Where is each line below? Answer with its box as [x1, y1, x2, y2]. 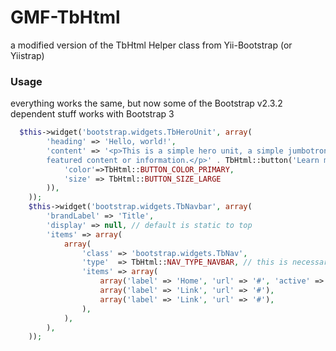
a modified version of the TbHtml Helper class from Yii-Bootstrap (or [10, 39, 293, 51]
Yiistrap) [10, 49, 45, 61]
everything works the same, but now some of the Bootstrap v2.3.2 [10, 97, 283, 110]
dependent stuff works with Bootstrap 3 [10, 108, 175, 120]
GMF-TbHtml [10, 6, 121, 29]
